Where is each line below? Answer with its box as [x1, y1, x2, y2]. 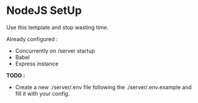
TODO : [6, 71, 26, 79]
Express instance [15, 60, 59, 67]
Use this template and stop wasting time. [6, 24, 109, 31]
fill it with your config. [15, 90, 70, 97]
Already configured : [6, 35, 58, 42]
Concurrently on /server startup [15, 47, 96, 55]
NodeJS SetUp [6, 4, 82, 18]
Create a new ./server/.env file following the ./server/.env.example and [15, 83, 192, 91]
